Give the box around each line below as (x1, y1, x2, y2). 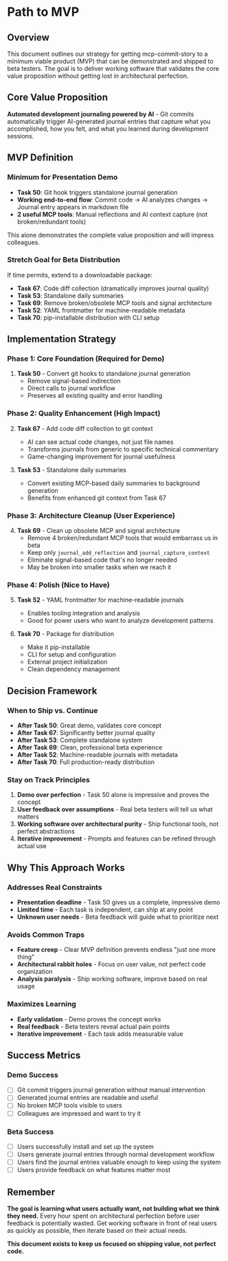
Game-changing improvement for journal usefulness (27, 452, 176, 460)
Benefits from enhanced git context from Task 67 (27, 494, 167, 502)
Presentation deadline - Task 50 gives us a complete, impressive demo (16, 898, 221, 907)
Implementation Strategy (7, 333, 117, 345)
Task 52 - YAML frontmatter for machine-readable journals (16, 596, 184, 604)
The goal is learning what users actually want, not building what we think (7, 1204, 220, 1212)
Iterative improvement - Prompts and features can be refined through (16, 834, 216, 843)
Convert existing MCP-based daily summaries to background (27, 479, 201, 487)
